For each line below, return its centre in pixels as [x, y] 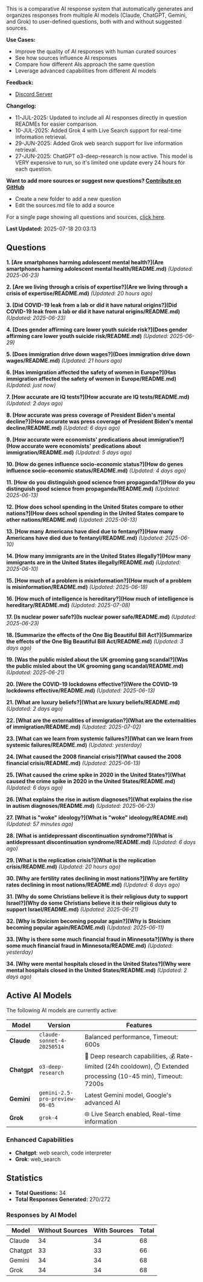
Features [139, 1025]
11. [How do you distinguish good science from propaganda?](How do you [101, 482]
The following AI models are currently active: [62, 1010]
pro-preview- [58, 1099]
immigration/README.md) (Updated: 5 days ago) [69, 452]
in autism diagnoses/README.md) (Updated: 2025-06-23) [81, 805]
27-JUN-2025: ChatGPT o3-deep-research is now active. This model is [104, 156]
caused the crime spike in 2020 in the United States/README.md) [91, 781]
